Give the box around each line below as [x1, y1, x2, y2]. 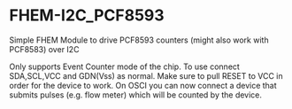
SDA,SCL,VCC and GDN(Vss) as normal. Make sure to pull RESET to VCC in [9, 70, 283, 81]
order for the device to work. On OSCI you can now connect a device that [9, 80, 277, 90]
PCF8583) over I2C [9, 43, 80, 54]
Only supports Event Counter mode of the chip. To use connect [9, 61, 241, 72]
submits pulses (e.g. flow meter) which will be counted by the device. [9, 90, 263, 100]
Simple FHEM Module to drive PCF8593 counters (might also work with [9, 35, 269, 45]
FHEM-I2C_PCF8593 [9, 5, 165, 26]
